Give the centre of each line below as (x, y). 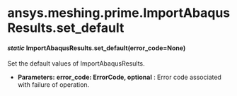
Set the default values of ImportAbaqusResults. (76, 64)
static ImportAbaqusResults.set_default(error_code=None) (97, 48)
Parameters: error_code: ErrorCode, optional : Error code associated (119, 77)
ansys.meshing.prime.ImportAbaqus (119, 13)
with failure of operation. (53, 85)
